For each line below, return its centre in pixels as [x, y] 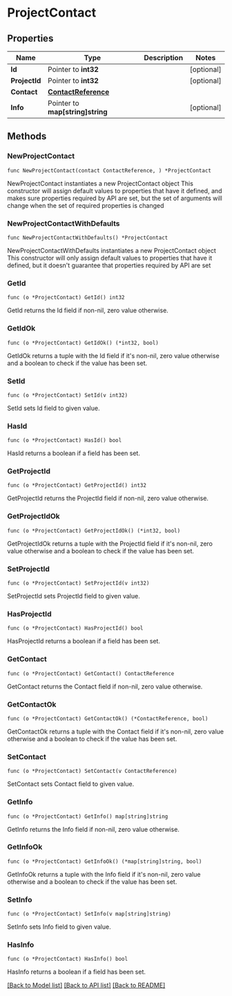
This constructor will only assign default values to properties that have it [110, 258]
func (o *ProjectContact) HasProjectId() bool [75, 628]
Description [164, 58]
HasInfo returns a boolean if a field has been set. [77, 972]
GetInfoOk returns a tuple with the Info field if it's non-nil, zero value [104, 874]
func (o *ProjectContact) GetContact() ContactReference [91, 673]
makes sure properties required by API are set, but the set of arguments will [115, 198]
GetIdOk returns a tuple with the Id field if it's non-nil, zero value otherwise [113, 355]
